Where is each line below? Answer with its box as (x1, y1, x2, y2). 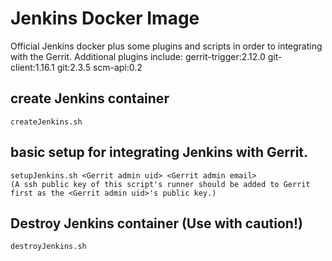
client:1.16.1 (10, 61, 55, 73)
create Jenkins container (10, 90, 170, 107)
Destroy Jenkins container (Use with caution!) (10, 215, 303, 232)
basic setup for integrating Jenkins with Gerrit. (10, 144, 309, 161)
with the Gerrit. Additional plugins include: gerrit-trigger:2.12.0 (10, 50, 266, 62)
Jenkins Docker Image (10, 7, 200, 30)
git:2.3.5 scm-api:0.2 (56, 61, 143, 73)
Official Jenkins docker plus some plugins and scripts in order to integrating (10, 40, 323, 52)
